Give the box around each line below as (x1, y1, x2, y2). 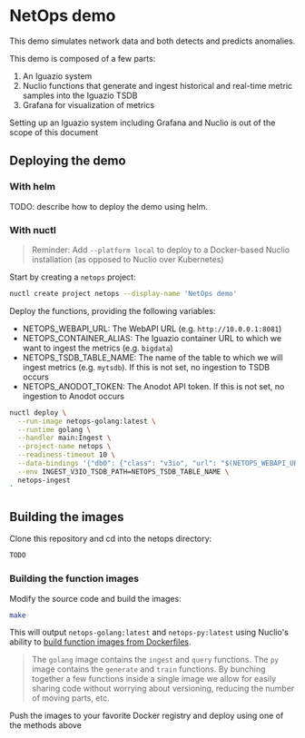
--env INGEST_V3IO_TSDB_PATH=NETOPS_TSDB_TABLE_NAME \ (17, 467, 230, 477)
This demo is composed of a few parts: (9, 53, 156, 64)
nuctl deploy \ (9, 408, 67, 418)
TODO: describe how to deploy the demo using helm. (9, 201, 209, 212)
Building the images (9, 509, 124, 525)
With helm (9, 181, 56, 193)
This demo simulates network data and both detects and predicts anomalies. (9, 35, 296, 46)
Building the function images (9, 573, 139, 585)
